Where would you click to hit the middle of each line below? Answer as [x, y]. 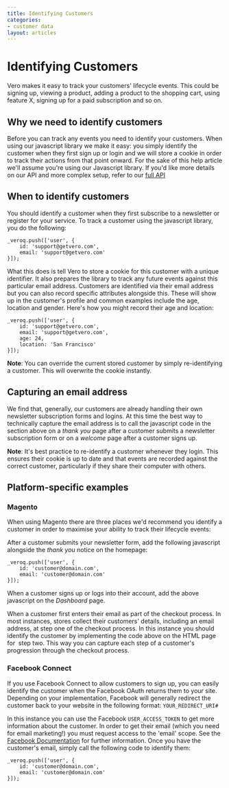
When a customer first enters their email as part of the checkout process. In [114, 614]
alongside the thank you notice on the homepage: [77, 550]
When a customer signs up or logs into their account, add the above [103, 593]
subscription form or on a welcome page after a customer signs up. [102, 438]
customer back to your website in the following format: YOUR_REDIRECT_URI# [113, 705]
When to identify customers [68, 197]
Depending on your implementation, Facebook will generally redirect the [109, 698]
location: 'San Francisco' [58, 344]
